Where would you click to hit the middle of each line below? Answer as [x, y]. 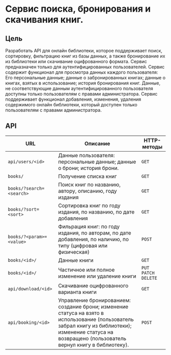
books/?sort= [24, 209]
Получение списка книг [88, 176]
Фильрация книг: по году [89, 226]
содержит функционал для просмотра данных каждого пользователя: [82, 72]
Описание [97, 143]
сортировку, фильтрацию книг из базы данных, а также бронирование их [85, 56]
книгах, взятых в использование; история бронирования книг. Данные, [83, 83]
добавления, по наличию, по [93, 239]
